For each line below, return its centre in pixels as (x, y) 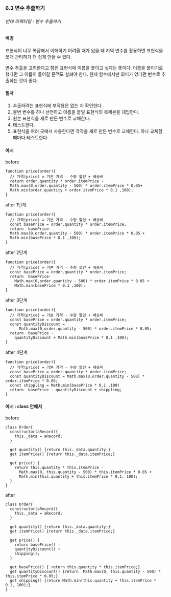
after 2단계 (16, 252)
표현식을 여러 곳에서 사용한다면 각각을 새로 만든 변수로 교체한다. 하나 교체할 (88, 131)
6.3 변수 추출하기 (25, 8)
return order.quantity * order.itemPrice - (57, 181)
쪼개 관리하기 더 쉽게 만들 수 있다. (39, 57)
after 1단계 (16, 205)
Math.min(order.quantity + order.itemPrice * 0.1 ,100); (72, 190)
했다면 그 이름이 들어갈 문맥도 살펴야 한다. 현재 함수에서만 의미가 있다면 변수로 (83, 74)
